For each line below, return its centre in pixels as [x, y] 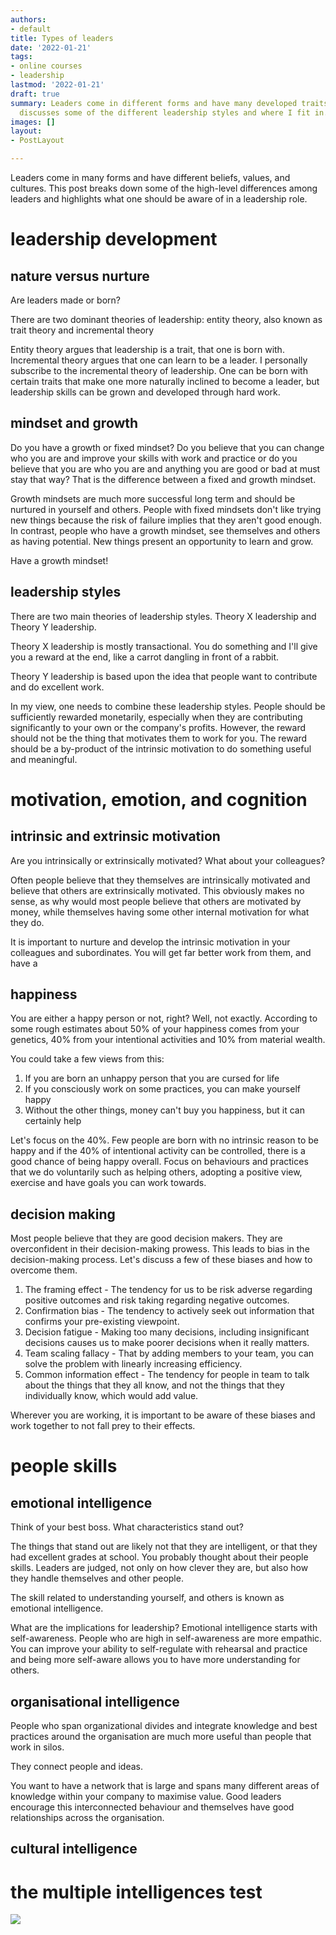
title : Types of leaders [62, 38]
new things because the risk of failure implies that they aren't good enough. [166, 520]
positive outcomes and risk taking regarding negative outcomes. [157, 1300]
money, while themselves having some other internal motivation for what [160, 912]
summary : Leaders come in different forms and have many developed [154, 103]
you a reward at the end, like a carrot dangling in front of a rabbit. [145, 657]
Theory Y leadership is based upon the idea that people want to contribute [164, 676]
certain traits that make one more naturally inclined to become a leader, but [165, 381]
